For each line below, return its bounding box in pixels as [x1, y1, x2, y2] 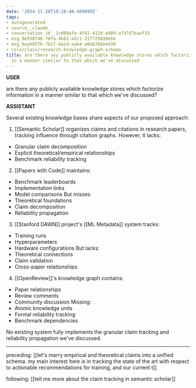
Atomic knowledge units [14, 304, 73, 311]
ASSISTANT [6, 103, 36, 110]
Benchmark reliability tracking [14, 155, 86, 162]
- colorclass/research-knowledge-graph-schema [6, 47, 121, 53]
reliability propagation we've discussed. [6, 335, 102, 342]
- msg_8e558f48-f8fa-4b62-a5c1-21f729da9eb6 [6, 36, 116, 42]
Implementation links [14, 184, 65, 191]
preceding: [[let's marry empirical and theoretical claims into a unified [6, 351, 174, 358]
